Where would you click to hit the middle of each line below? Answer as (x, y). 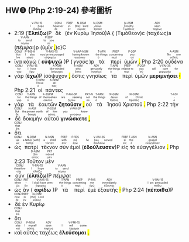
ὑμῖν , (49, 47)
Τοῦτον (35, 161)
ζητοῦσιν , (72, 104)
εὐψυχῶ (52, 61)
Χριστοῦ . (134, 104)
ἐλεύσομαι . (74, 232)
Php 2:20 (153, 61)
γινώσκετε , (75, 118)
